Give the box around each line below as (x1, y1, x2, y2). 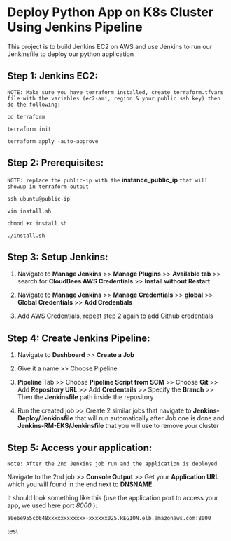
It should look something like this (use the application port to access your (7, 494, 218, 502)
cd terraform (7, 113, 45, 120)
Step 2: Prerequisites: (7, 157, 104, 169)
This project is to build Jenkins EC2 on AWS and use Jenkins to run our (7, 42, 213, 51)
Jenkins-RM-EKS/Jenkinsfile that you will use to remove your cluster (17, 422, 219, 430)
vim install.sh (7, 208, 52, 215)
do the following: (7, 101, 61, 108)
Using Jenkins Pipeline (7, 19, 143, 35)
